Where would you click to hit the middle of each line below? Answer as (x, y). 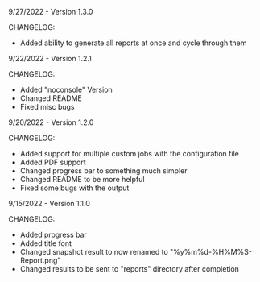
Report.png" (40, 260)
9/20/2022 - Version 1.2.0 (51, 122)
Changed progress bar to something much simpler (103, 171)
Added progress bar (53, 234)
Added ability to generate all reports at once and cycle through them (133, 43)
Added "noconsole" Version (66, 89)
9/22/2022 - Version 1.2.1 (50, 58)
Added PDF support (53, 162)
